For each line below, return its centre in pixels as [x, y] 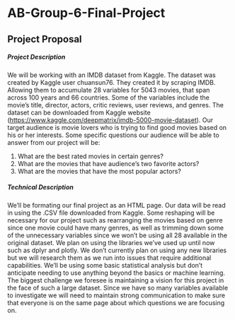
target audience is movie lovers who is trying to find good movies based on [117, 127]
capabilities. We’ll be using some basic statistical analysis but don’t [105, 265]
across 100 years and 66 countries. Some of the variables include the [109, 97]
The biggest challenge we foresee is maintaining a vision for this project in [116, 280]
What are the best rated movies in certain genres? [91, 156]
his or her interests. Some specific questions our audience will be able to [113, 135]
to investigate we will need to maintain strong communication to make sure [116, 295]
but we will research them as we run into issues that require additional [109, 257]
